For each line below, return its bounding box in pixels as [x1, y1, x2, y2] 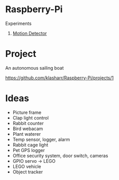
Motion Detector [12, 30, 47, 36]
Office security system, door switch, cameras [12, 153, 108, 159]
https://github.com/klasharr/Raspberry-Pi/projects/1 [5, 75, 114, 81]
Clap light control [12, 114, 49, 121]
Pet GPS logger [12, 147, 45, 153]
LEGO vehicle [12, 163, 42, 169]
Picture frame [12, 109, 42, 115]
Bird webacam [12, 126, 43, 132]
